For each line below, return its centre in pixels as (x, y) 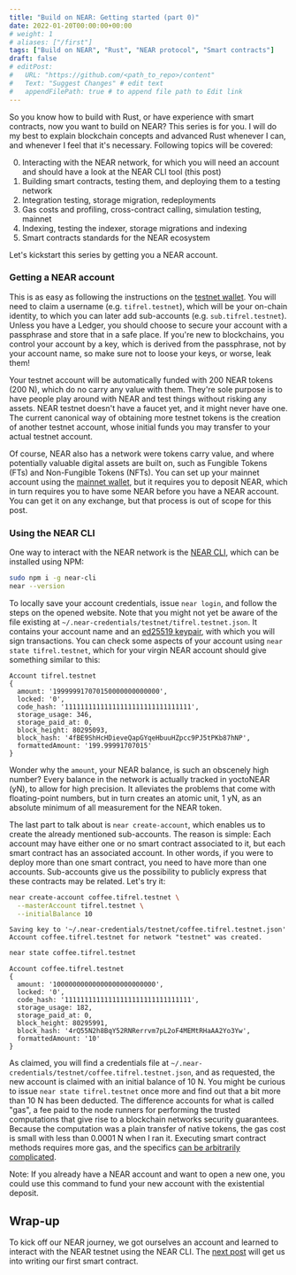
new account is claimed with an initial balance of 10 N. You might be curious (147, 1082)
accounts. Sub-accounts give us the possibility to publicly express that (138, 871)
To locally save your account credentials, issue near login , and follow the (143, 603)
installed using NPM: (47, 562)
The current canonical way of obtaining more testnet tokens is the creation (145, 417)
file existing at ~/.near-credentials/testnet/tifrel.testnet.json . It (133, 622)
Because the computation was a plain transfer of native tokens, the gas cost (148, 1129)
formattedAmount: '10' (59, 1039)
